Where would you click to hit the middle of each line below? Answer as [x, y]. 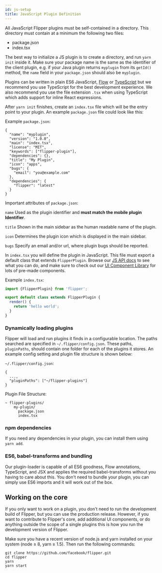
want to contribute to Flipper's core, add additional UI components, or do [78, 519]
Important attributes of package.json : [42, 203]
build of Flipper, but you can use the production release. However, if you [77, 514]
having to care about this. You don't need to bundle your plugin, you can [77, 477]
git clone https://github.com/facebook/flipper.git [58, 553]
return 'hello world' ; [37, 307]
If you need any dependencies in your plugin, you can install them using [77, 438]
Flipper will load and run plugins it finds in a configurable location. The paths [81, 339]
